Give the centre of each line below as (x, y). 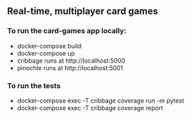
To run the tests (34, 85)
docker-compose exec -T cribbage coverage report (90, 108)
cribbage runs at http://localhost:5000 (71, 61)
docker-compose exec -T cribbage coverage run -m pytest (100, 100)
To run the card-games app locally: (67, 31)
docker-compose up (46, 53)
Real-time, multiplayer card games (82, 11)
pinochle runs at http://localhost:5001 (70, 67)
